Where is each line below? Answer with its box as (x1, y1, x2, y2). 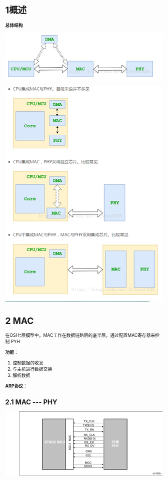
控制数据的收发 (12, 360, 43, 366)
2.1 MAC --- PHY (5, 398, 57, 406)
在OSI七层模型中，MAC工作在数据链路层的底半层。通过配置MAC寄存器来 (5, 332, 155, 338)
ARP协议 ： (5, 383, 27, 389)
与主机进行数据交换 (12, 366, 52, 372)
